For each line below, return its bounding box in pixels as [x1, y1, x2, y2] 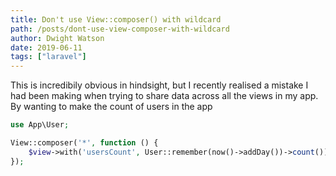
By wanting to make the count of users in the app [10, 101, 213, 113]
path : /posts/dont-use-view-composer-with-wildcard [10, 24, 230, 34]
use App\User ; [10, 120, 70, 130]
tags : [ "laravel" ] [10, 52, 87, 62]
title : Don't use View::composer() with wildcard [10, 14, 222, 25]
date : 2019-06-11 [10, 42, 83, 53]
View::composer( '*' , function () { [10, 138, 159, 148]
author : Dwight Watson [10, 33, 105, 43]
